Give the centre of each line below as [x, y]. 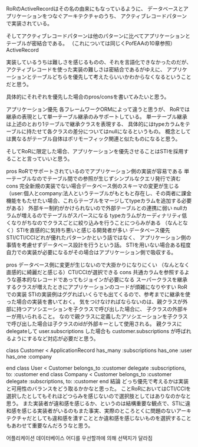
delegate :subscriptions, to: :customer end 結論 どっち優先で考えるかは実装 [98, 381]
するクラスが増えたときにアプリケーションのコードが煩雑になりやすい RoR [97, 287]
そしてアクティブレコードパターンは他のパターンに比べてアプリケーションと [98, 36]
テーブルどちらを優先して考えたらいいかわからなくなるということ [111, 77]
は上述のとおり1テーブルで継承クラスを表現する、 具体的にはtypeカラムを [96, 124]
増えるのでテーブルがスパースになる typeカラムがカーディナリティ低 [104, 215]
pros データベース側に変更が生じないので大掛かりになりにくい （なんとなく [98, 265]
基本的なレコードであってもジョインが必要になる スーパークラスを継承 [102, 280]
